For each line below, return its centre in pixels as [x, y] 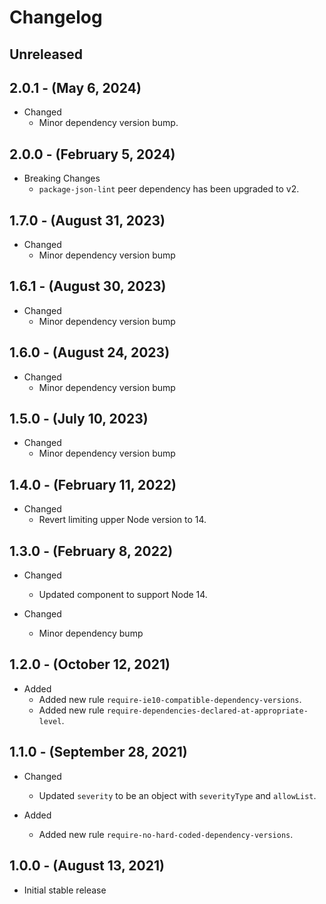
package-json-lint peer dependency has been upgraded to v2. [169, 189]
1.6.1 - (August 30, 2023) [88, 286]
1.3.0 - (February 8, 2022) [91, 551]
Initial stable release [65, 890]
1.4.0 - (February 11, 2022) [93, 484]
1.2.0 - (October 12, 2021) [90, 664]
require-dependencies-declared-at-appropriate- [207, 711]
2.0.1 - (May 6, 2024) [75, 87]
